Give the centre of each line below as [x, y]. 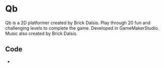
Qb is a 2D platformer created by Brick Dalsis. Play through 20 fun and [78, 23]
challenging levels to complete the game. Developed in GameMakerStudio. [82, 28]
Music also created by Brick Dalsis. [41, 33]
